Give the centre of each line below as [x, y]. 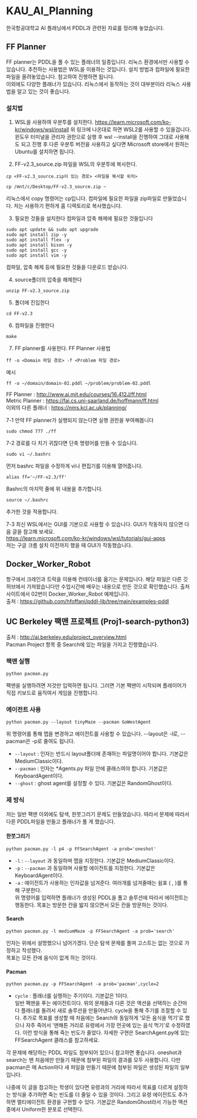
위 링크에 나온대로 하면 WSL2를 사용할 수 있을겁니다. [131, 130]
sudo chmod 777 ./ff [31, 431]
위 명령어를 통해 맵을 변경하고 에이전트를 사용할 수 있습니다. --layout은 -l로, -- [96, 734]
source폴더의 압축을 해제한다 [48, 280]
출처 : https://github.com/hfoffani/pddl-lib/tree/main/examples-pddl [88, 601]
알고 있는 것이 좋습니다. [44, 91]
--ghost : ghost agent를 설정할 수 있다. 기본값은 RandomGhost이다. [94, 783]
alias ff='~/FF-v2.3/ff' [36, 477]
